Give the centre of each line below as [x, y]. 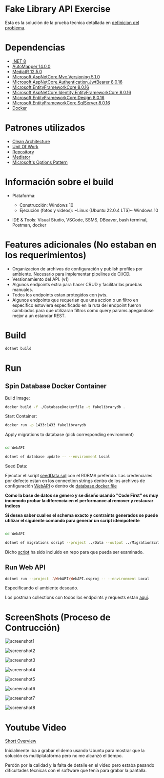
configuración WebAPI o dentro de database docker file [61, 486]
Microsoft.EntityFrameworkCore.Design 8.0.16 [58, 97]
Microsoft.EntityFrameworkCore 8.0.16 [51, 87]
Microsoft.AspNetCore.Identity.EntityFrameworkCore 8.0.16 [72, 92]
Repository [23, 152]
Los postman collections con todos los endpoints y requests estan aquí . [77, 597]
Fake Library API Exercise [58, 9]
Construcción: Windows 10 [46, 205]
